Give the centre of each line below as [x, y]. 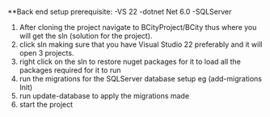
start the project [46, 104]
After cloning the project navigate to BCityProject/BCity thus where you [138, 27]
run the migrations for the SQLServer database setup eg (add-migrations [140, 79]
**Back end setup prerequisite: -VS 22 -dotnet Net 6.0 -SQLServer [120, 12]
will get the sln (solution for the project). [86, 36]
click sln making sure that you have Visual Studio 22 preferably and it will [141, 44]
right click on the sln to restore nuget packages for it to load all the [130, 61]
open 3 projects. [46, 53]
